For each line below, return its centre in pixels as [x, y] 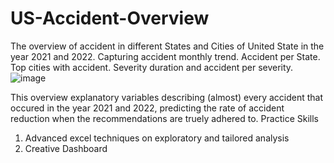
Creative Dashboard [66, 148]
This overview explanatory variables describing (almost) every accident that [167, 97]
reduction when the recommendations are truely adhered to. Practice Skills [164, 118]
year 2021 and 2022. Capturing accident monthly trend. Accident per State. [165, 56]
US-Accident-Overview [110, 18]
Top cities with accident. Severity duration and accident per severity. [152, 67]
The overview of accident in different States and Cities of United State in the [167, 46]
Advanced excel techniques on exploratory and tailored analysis [157, 138]
